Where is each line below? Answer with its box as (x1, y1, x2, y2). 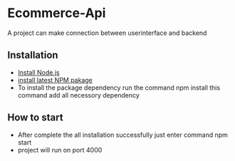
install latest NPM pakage (17, 76, 93, 84)
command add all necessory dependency (17, 90, 140, 99)
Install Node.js (17, 68, 60, 76)
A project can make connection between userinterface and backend (7, 28, 207, 37)
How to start (7, 112, 63, 124)
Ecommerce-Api (7, 5, 106, 21)
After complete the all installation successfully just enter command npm (17, 130, 228, 139)
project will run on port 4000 (17, 145, 103, 154)
